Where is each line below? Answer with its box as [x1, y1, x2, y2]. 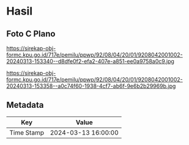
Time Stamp [9, 128, 45, 136]
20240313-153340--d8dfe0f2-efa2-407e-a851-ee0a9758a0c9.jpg [6, 58, 174, 65]
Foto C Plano [6, 29, 56, 39]
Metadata [6, 100, 44, 110]
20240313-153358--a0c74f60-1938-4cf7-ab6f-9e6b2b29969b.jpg [6, 82, 176, 90]
